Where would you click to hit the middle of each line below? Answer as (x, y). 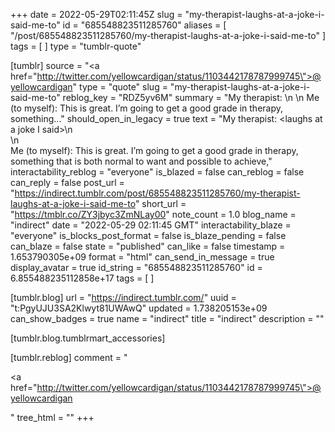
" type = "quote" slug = (120, 87)
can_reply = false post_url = (67, 182)
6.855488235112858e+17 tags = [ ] (82, 278)
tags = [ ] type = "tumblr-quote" (76, 46)
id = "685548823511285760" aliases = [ (144, 25)
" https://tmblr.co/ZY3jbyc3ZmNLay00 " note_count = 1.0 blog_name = (153, 214)
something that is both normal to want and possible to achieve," (141, 161)
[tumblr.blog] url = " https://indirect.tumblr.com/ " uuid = (123, 297)
